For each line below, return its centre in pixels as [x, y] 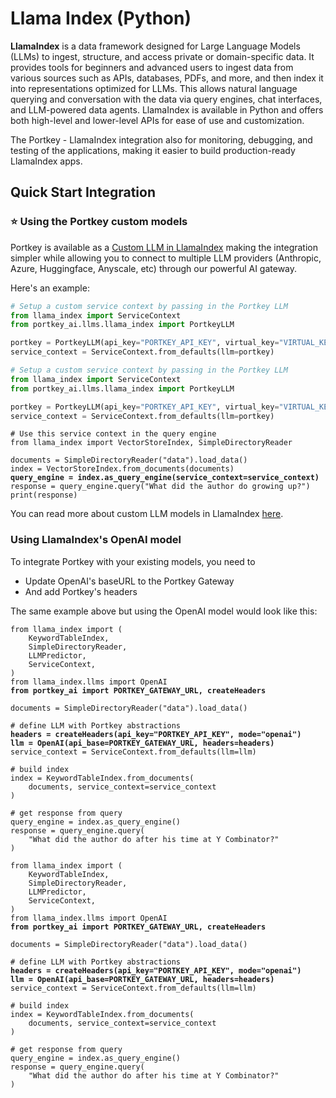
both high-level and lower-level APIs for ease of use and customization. [157, 120]
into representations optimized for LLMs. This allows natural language [154, 88]
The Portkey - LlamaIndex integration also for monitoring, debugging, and [161, 139]
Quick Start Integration [83, 192]
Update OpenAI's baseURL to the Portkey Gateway [129, 581]
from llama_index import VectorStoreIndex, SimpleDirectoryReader [151, 443]
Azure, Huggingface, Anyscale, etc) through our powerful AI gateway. [154, 268]
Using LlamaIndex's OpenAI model [96, 540]
